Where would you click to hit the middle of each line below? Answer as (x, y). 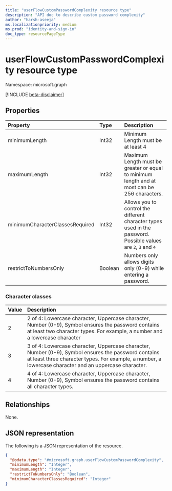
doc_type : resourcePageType (35, 34)
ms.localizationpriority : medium (41, 24)
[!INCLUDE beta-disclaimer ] (35, 94)
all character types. (50, 387)
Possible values (143, 241)
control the (137, 208)
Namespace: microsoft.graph (36, 84)
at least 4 (135, 147)
